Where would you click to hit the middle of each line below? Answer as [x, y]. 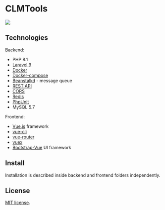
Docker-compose [30, 75]
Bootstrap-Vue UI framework [42, 147]
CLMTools [27, 9]
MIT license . [18, 203]
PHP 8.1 [20, 59]
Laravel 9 [22, 65]
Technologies [27, 38]
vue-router [23, 137]
